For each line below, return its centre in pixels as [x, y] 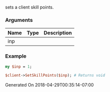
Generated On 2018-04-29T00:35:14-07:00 [50, 85]
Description [58, 33]
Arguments [19, 20]
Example [16, 56]
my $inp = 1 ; [19, 67]
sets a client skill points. [29, 7]
